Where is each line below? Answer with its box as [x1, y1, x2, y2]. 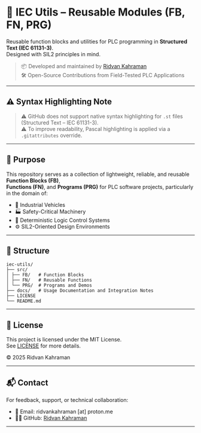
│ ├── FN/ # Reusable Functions [6, 278, 93, 283]
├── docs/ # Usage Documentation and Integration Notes [6, 288, 154, 294]
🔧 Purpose [6, 155, 46, 165]
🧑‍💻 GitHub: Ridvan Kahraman [14, 414, 87, 421]
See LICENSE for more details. [6, 342, 81, 349]
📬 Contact [6, 377, 48, 388]
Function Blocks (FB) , [6, 176, 61, 184]
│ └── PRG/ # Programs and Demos [6, 282, 93, 289]
